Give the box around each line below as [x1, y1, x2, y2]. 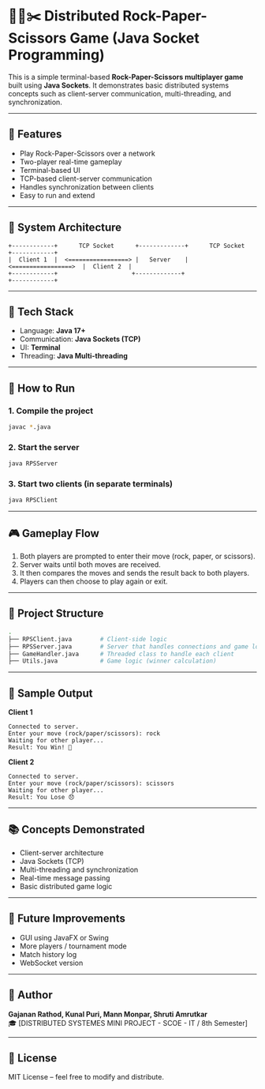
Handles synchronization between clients [19, 182, 155, 191]
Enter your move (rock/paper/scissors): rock [8, 730, 160, 738]
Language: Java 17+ [19, 326, 86, 336]
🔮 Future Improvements [8, 912, 126, 926]
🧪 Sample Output [8, 686, 93, 700]
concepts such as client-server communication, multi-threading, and [8, 88, 231, 98]
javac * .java [8, 423, 51, 431]
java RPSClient [8, 496, 58, 505]
